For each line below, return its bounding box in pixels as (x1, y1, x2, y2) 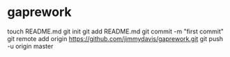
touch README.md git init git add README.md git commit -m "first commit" (7, 27, 224, 35)
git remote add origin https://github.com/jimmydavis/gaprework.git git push (7, 34, 224, 42)
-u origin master (7, 42, 54, 50)
